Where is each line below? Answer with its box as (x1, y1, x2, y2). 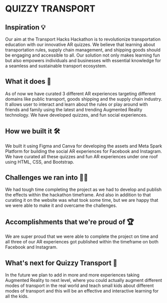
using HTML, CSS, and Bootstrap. (5, 159, 74, 165)
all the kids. (5, 293, 29, 299)
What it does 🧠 (5, 77, 51, 86)
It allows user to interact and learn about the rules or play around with (5, 101, 148, 107)
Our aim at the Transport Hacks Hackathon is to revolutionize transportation (5, 36, 161, 42)
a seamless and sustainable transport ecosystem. (5, 63, 107, 69)
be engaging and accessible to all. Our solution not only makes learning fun (5, 52, 161, 58)
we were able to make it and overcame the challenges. (5, 202, 117, 208)
